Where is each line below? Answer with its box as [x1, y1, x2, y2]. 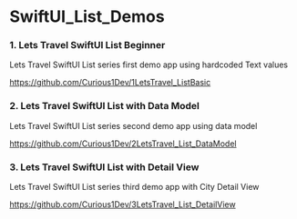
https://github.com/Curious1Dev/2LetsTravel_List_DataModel [9, 138, 237, 149]
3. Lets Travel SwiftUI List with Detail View [9, 161, 200, 174]
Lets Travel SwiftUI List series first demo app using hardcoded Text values [9, 59, 289, 70]
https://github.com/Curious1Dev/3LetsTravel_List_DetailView [9, 199, 236, 210]
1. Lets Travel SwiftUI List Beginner [9, 39, 166, 52]
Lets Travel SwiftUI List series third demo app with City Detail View [9, 182, 260, 193]
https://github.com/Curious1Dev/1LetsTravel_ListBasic [9, 77, 211, 88]
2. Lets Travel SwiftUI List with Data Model [9, 100, 200, 113]
